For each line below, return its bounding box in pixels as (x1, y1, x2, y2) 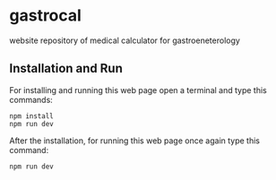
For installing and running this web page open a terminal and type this (9, 84, 267, 95)
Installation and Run (9, 61, 124, 76)
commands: (9, 94, 54, 105)
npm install (9, 111, 54, 121)
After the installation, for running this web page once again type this (9, 135, 261, 146)
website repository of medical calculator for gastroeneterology (9, 35, 240, 46)
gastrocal (9, 5, 82, 26)
